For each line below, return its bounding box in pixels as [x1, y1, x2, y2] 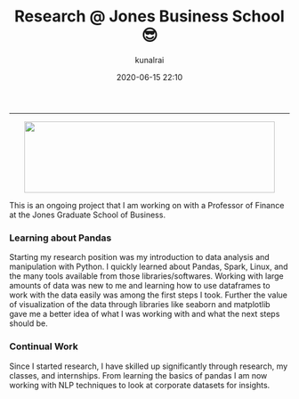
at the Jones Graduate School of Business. [9, 209, 166, 220]
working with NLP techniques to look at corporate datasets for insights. [9, 379, 271, 390]
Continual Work [9, 340, 78, 353]
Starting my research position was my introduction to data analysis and [9, 252, 270, 263]
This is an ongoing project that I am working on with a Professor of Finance [9, 199, 285, 210]
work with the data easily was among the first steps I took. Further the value [9, 289, 287, 300]
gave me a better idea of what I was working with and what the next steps [9, 309, 280, 320]
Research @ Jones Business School [14, 6, 285, 27]
